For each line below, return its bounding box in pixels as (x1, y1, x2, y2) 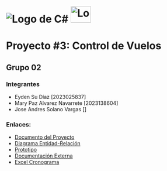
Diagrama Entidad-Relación (14, 140, 81, 147)
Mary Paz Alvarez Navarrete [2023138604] (14, 100, 119, 107)
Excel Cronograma (14, 159, 60, 166)
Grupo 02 (6, 62, 41, 73)
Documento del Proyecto (14, 134, 75, 141)
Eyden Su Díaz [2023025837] (14, 94, 86, 101)
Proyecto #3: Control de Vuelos (6, 39, 162, 53)
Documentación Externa (14, 152, 73, 159)
